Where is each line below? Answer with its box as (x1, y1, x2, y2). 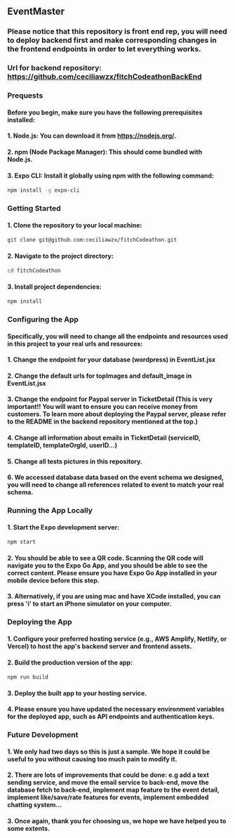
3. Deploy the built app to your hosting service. (7, 688, 147, 698)
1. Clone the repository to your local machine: (7, 221, 142, 229)
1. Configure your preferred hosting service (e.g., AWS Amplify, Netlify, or (7, 634, 227, 643)
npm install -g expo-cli (7, 187, 80, 194)
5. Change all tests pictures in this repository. (7, 457, 142, 466)
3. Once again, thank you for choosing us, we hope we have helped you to (7, 816, 227, 825)
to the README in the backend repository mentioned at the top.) (7, 417, 199, 426)
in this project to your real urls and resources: (7, 339, 143, 348)
